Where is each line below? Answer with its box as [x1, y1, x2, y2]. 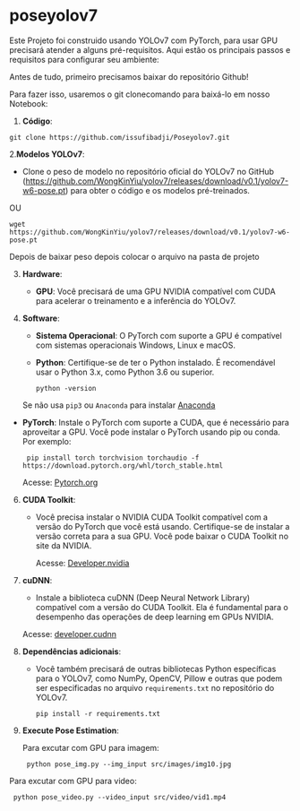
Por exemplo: [21, 436, 72, 446]
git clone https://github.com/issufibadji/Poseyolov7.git [9, 133, 230, 142]
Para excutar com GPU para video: [9, 775, 137, 786]
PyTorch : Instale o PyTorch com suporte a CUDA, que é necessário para [21, 417, 289, 427]
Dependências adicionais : [21, 646, 122, 657]
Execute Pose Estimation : [21, 725, 119, 736]
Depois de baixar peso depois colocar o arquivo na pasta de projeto [9, 251, 260, 262]
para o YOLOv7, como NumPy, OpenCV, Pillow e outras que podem [35, 673, 283, 684]
